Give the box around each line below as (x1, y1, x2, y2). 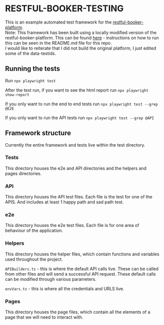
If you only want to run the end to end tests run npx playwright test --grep (5, 101, 158, 107)
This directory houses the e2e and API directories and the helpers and (5, 165, 147, 171)
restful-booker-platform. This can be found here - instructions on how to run (5, 35, 159, 41)
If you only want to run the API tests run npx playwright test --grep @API (5, 115, 154, 121)
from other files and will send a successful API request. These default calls (5, 271, 156, 277)
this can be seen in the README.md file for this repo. (5, 40, 112, 46)
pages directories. (5, 170, 42, 176)
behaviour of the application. (5, 227, 63, 233)
